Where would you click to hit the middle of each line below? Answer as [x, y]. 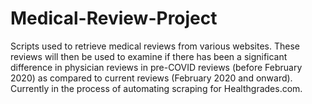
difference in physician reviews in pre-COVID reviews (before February [156, 67]
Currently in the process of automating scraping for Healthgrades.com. [156, 88]
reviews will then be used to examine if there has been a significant [149, 56]
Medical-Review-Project [114, 18]
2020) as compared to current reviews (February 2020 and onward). [151, 78]
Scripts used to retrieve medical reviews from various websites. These [155, 46]
